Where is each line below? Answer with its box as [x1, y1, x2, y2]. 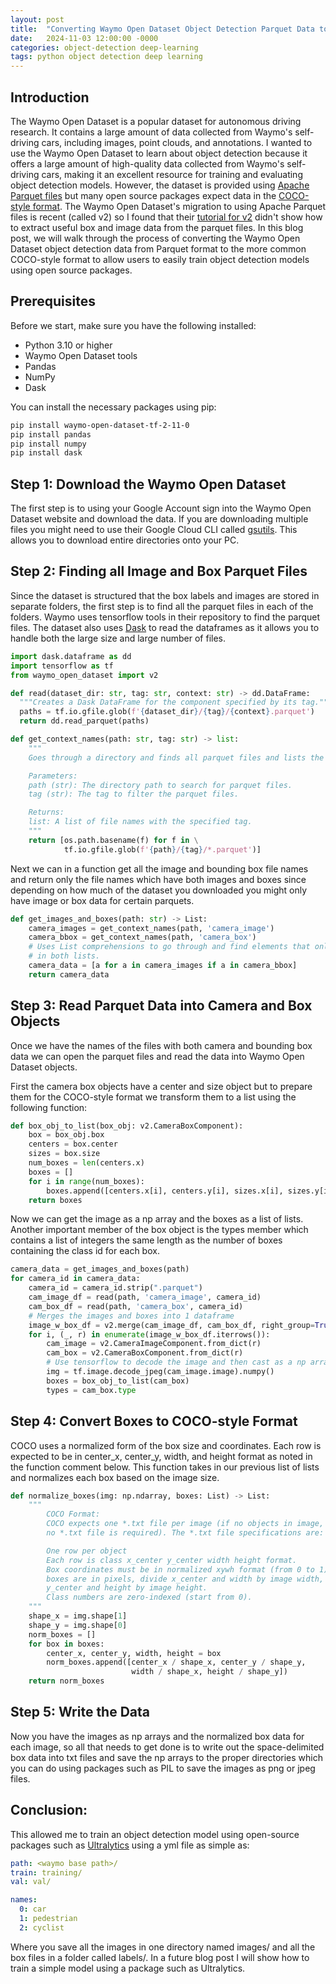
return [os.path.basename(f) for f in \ [28, 835, 199, 845]
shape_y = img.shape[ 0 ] [28, 1620, 128, 1630]
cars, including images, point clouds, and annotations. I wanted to [41, 136, 313, 148]
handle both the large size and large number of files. [10, 632, 227, 644]
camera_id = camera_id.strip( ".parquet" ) [28, 1283, 203, 1293]
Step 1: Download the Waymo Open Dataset [10, 476, 287, 493]
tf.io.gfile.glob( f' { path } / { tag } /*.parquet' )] [63, 844, 262, 855]
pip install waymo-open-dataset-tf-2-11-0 [10, 420, 190, 430]
